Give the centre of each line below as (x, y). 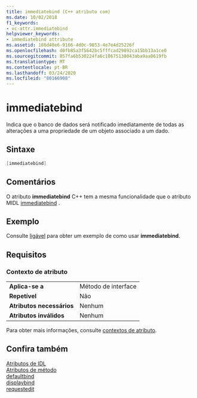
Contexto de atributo (37, 271)
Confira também (37, 349)
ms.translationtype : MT (36, 62)
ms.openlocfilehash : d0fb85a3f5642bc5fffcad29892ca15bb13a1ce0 (87, 51)
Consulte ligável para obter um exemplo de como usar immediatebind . (93, 236)
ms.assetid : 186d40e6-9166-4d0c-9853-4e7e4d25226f (70, 45)
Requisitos (26, 255)
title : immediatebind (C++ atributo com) (59, 12)
